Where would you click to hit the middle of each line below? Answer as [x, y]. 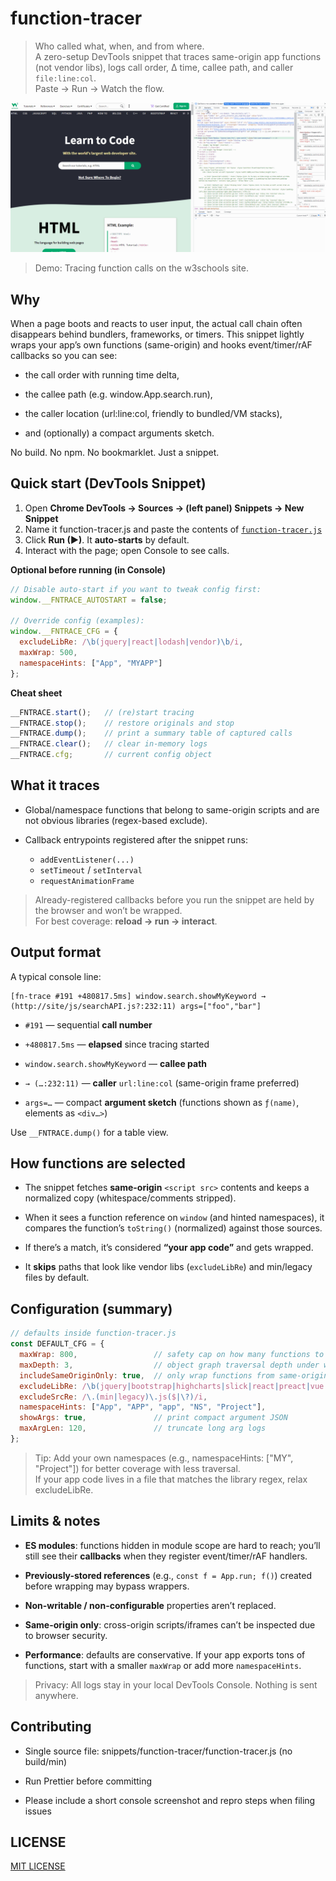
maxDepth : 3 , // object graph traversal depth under [169, 1365]
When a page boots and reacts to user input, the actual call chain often [156, 323]
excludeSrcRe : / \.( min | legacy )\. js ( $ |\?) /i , [113, 1397]
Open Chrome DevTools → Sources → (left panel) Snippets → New [164, 508]
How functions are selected [98, 1163]
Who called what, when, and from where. [119, 46]
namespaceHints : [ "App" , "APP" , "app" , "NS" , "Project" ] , [143, 1407]
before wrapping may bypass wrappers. [107, 1586]
